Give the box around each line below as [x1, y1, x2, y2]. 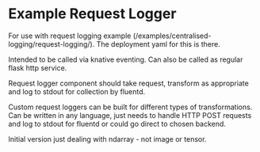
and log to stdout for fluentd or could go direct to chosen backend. [8, 119, 226, 128]
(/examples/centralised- [132, 31, 212, 40]
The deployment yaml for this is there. [96, 39, 220, 48]
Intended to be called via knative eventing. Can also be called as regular [8, 55, 243, 64]
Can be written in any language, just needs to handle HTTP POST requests [8, 110, 252, 120]
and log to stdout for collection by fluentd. [8, 86, 146, 96]
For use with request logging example [8, 31, 132, 40]
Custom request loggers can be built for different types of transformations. [8, 102, 253, 112]
